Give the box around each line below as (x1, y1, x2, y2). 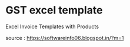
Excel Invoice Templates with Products (5, 23, 99, 30)
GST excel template (5, 4, 104, 17)
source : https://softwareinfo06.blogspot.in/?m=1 (5, 34, 124, 41)
